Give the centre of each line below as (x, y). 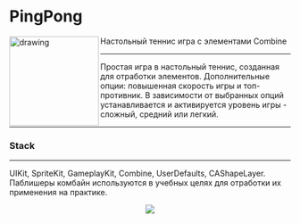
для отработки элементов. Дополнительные (185, 76)
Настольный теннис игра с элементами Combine (194, 41)
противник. (122, 95)
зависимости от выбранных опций (218, 95)
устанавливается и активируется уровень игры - (194, 104)
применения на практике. (58, 193)
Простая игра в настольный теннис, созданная (190, 66)
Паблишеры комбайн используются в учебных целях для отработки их (145, 183)
